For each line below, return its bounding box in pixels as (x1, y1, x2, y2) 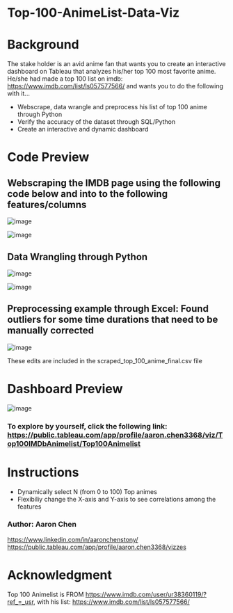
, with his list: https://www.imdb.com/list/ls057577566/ (33, 597, 190, 606)
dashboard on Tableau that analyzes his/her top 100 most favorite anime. (7, 67, 216, 76)
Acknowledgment (7, 567, 113, 583)
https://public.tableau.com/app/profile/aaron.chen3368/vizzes (7, 543, 186, 551)
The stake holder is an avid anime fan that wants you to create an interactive (7, 60, 226, 68)
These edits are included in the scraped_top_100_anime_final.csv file (7, 356, 203, 365)
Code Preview (7, 150, 90, 165)
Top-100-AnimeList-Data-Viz (7, 5, 180, 21)
